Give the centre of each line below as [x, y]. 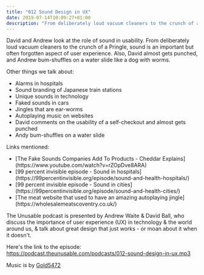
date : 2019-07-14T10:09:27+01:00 [49, 18]
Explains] [174, 159]
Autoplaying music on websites [54, 116]
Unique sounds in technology [52, 96]
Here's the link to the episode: [44, 247]
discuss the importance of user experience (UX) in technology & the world [99, 222]
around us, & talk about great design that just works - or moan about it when [102, 229]
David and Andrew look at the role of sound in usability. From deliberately [98, 41]
